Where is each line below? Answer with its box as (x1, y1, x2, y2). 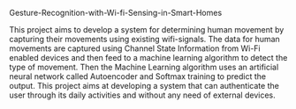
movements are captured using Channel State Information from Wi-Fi (9, 43, 261, 54)
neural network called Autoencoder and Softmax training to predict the (9, 71, 267, 82)
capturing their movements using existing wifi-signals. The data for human (9, 34, 280, 44)
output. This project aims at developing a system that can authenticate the (9, 81, 280, 91)
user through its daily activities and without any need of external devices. (9, 90, 276, 100)
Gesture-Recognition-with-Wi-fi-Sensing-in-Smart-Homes (9, 8, 223, 18)
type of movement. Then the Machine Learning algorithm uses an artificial (9, 62, 279, 72)
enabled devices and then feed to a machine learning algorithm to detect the (9, 53, 288, 62)
